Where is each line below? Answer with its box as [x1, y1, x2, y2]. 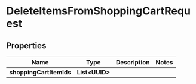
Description [115, 58, 151, 66]
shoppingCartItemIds [9, 69, 72, 76]
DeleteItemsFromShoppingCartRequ [6, 4, 191, 18]
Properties [6, 41, 47, 51]
